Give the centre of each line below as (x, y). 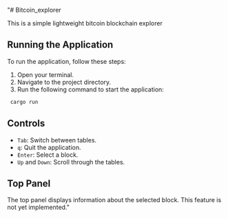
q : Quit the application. (49, 147)
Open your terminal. (45, 74)
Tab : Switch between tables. (57, 140)
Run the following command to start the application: (90, 89)
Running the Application (60, 45)
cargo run (24, 102)
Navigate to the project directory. (64, 82)
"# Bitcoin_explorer (34, 10)
